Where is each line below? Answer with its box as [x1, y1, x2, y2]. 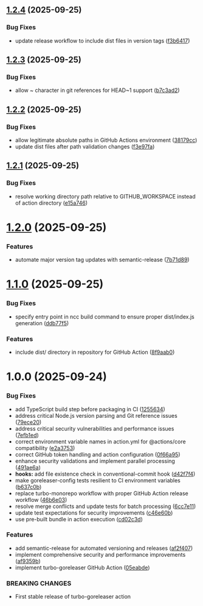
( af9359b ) [15, 557, 41, 565]
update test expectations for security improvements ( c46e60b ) [15, 509, 173, 516]
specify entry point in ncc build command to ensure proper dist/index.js [15, 313, 194, 320]
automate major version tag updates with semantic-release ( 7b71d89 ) [15, 256, 190, 264]
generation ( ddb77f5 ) [15, 319, 69, 326]
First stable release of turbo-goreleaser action [15, 593, 131, 601]
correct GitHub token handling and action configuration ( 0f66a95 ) [15, 451, 181, 458]
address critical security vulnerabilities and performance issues [15, 425, 174, 432]
